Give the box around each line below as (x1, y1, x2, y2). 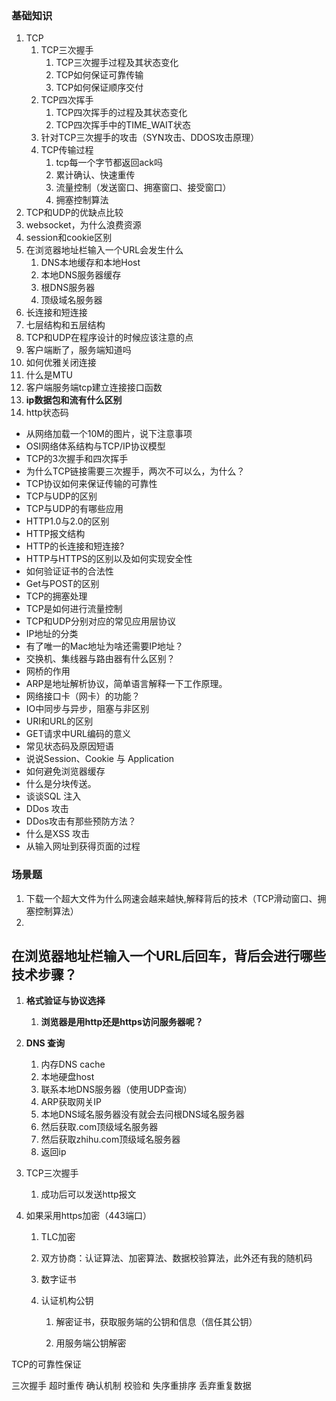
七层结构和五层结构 (25, 319, 106, 331)
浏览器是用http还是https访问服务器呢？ (40, 1016, 204, 1028)
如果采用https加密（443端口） (25, 1210, 152, 1222)
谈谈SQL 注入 (25, 790, 82, 802)
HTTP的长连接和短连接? (25, 540, 125, 552)
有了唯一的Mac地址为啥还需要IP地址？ (25, 640, 184, 652)
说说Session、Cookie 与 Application (25, 753, 175, 765)
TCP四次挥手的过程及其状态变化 (55, 107, 188, 119)
